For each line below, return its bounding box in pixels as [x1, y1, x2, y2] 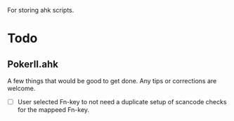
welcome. [7, 84, 36, 92]
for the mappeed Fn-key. [17, 106, 90, 114]
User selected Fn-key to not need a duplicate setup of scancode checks [17, 98, 227, 106]
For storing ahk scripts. [7, 6, 74, 14]
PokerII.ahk [7, 58, 58, 70]
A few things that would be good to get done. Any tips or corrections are [7, 77, 217, 85]
